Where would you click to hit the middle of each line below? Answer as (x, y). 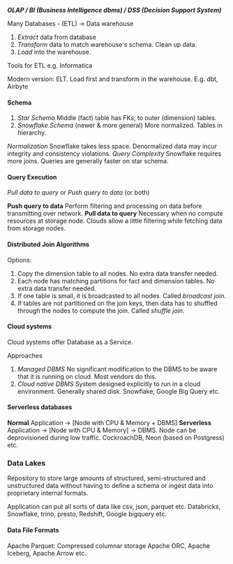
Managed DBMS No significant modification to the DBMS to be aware (117, 369)
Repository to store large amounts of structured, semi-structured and (106, 478)
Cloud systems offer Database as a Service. (70, 342)
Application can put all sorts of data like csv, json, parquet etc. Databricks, (114, 507)
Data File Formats (33, 530)
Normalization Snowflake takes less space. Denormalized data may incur (112, 147)
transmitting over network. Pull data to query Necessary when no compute (115, 214)
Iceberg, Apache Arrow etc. (47, 553)
